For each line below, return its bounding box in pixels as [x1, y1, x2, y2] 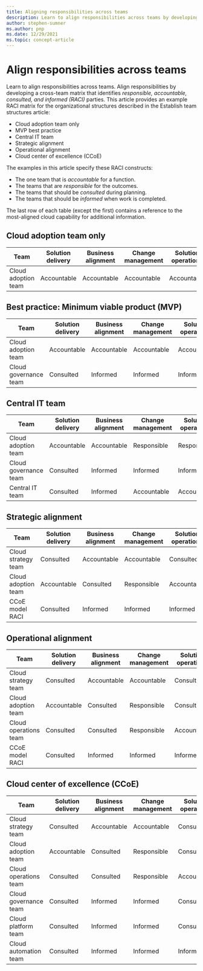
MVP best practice [14, 126, 62, 134]
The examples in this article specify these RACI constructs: [6, 164, 153, 171]
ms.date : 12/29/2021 [6, 31, 59, 37]
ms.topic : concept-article [6, 37, 74, 43]
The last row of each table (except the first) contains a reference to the [6, 207, 183, 214]
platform [9, 922, 33, 931]
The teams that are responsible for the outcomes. [14, 182, 138, 189]
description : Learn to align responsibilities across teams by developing [6, 15, 199, 21]
